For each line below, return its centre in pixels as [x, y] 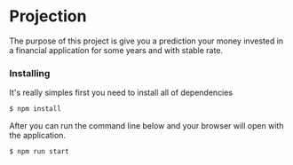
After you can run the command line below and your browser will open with [146, 126]
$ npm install [36, 109]
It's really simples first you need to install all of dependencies [121, 93]
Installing [30, 73]
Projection [48, 16]
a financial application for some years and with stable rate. [116, 50]
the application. [38, 136]
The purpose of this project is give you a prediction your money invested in [146, 41]
